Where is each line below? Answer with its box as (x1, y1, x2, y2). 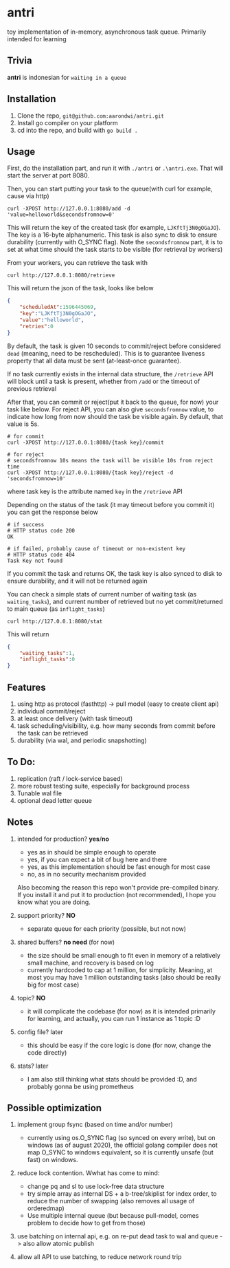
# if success (7, 521, 45, 528)
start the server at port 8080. (7, 171, 89, 180)
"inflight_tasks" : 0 (19, 656, 76, 663)
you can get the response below (7, 508, 98, 516)
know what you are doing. (16, 898, 91, 906)
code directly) (27, 1048, 67, 1057)
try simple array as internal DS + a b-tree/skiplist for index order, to (27, 1190, 218, 1198)
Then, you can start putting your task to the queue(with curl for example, (7, 184, 213, 193)
